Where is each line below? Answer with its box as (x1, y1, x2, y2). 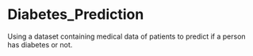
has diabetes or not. (7, 39, 73, 49)
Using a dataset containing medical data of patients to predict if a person (7, 32, 247, 41)
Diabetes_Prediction (7, 6, 144, 24)
